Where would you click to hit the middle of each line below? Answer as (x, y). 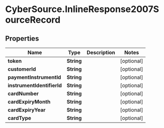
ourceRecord (33, 20)
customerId (22, 69)
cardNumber (23, 94)
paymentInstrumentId (34, 77)
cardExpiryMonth (29, 102)
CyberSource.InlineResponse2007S (82, 9)
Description (101, 52)
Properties (22, 38)
